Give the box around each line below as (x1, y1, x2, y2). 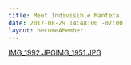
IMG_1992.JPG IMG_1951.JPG (8, 48, 102, 58)
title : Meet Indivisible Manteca (8, 11, 120, 20)
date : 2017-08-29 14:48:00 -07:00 (8, 19, 124, 27)
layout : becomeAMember (8, 26, 84, 34)
